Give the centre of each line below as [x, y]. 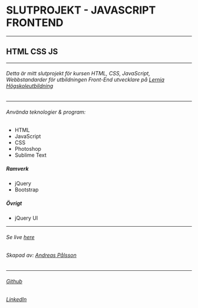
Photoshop [28, 149]
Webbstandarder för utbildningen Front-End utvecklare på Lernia [85, 80]
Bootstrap [27, 190]
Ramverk [17, 168]
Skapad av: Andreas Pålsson [41, 255]
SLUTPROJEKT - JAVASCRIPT [81, 10]
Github [14, 281]
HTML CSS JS [32, 52]
